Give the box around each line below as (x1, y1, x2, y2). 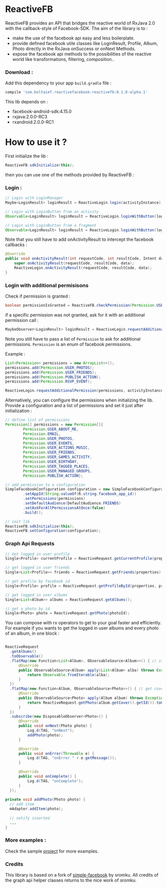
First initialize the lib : (5, 153, 49, 159)
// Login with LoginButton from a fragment (5, 223, 97, 228)
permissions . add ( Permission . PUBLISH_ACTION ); (5, 375, 101, 380)
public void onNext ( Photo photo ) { (18, 723, 92, 729)
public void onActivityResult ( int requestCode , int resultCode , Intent (5, 256, 157, 261)
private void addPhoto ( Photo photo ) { (5, 797, 85, 802)
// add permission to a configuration (5, 482, 85, 487)
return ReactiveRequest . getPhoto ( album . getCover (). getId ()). (27, 700, 157, 705)
